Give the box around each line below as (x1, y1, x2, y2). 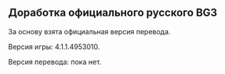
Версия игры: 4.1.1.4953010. (8, 42, 100, 51)
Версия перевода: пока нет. (8, 57, 102, 66)
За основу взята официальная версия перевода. (8, 26, 171, 36)
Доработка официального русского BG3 (8, 6, 218, 19)
